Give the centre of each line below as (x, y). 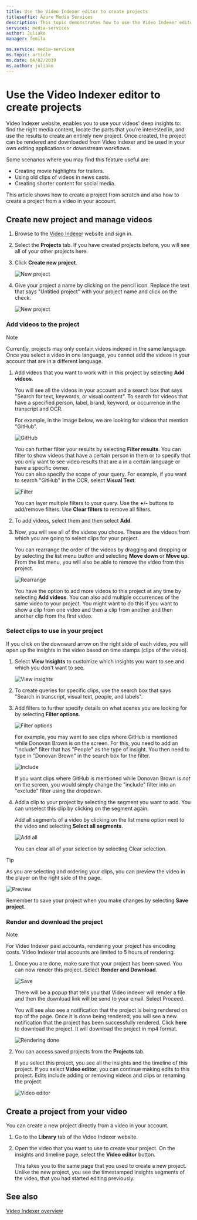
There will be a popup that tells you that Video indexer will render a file (100, 992)
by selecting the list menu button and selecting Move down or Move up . (102, 555)
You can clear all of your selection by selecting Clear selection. (91, 849)
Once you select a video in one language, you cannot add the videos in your (98, 355)
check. (23, 298)
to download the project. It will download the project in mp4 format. (96, 1029)
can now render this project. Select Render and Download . (86, 970)
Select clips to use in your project (55, 631)
